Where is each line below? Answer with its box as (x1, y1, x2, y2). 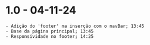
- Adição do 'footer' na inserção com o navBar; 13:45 (5, 23, 145, 29)
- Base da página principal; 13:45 (5, 28, 94, 34)
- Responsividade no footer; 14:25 (5, 33, 94, 39)
